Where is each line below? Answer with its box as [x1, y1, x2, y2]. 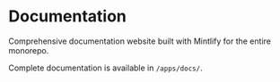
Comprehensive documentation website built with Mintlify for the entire [8, 36, 271, 46]
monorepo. [8, 45, 49, 55]
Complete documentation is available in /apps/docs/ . [8, 62, 203, 73]
